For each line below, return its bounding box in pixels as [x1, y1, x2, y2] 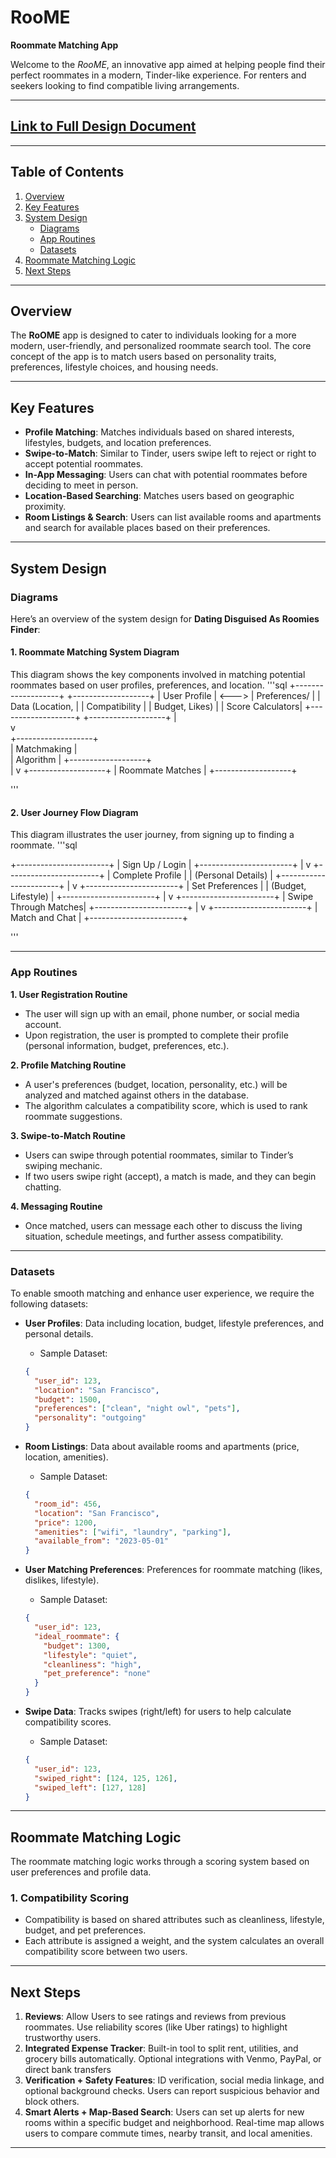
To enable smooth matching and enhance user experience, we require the [10, 1287, 315, 1299]
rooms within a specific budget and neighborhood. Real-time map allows [24, 2117, 325, 2129]
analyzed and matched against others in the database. [24, 1089, 250, 1101]
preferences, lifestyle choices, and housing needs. [10, 361, 219, 373]
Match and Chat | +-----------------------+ [10, 912, 188, 924]
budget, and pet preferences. [24, 1924, 147, 1936]
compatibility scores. [24, 1716, 112, 1728]
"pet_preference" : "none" [43, 1669, 152, 1679]
